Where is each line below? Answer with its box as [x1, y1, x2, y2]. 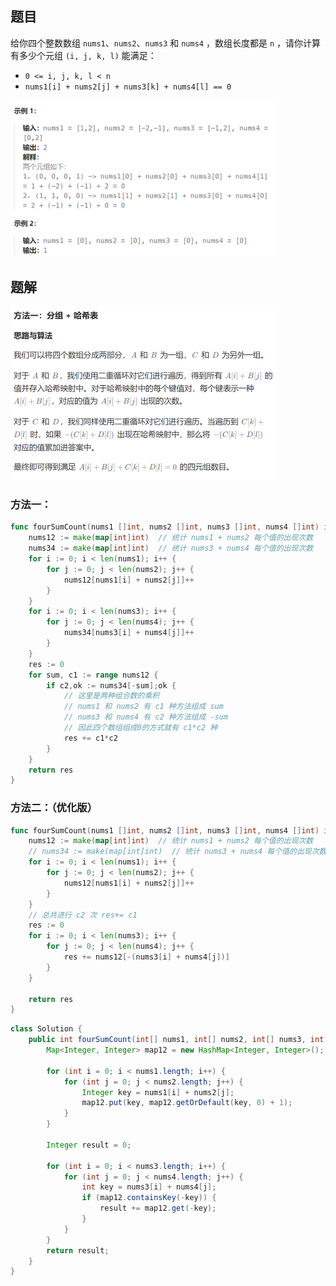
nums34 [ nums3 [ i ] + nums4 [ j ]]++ [63, 628, 195, 638]
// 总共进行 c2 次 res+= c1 [28, 910, 138, 920]
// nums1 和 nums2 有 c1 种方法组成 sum [63, 702, 224, 712]
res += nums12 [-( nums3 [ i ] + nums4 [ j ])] [63, 952, 230, 962]
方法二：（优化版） [10, 801, 98, 815]
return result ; [46, 1245, 110, 1256]
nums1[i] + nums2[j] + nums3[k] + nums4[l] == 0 [24, 82, 232, 92]
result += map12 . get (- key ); [99, 1203, 217, 1214]
